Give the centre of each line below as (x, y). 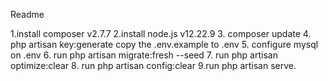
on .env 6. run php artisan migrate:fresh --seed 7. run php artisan (144, 55)
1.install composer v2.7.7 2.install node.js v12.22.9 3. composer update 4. (161, 33)
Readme (27, 14)
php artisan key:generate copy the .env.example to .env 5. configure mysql (164, 44)
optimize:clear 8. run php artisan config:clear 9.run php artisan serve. (153, 65)
